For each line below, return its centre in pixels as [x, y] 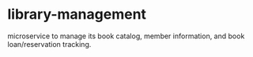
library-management [77, 14]
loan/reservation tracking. [49, 44]
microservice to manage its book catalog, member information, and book [126, 36]
